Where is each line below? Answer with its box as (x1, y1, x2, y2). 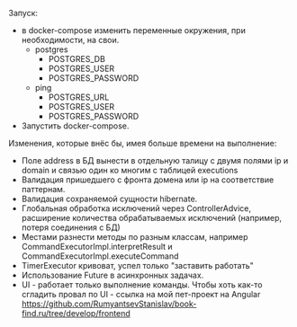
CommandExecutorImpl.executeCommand (21, 251, 179, 261)
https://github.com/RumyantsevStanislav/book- (21, 298, 197, 309)
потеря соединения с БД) (21, 222, 121, 233)
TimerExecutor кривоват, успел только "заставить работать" (21, 261, 254, 270)
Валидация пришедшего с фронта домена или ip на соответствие (21, 174, 274, 185)
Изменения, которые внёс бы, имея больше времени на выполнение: (8, 138, 277, 148)
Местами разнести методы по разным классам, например (21, 232, 248, 242)
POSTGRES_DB (48, 54, 105, 64)
